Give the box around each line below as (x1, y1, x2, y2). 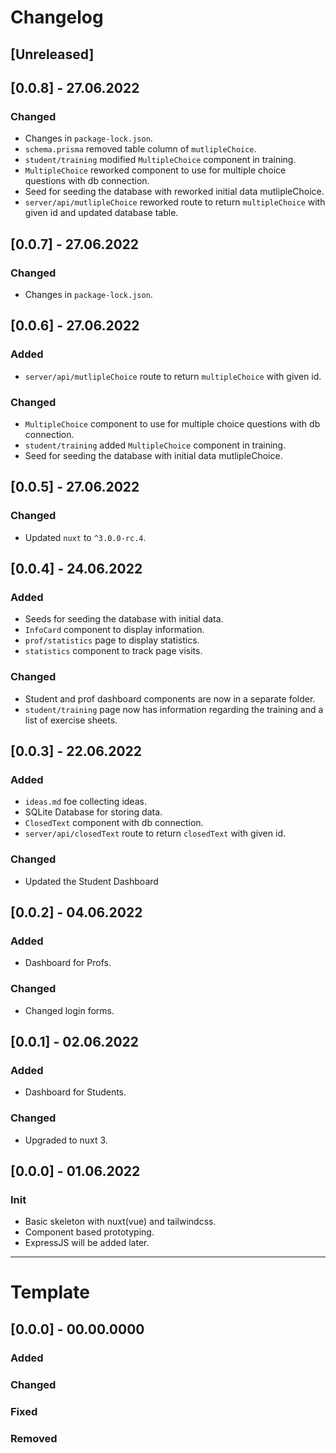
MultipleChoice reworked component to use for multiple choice (24, 164, 287, 176)
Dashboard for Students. (24, 1086, 127, 1098)
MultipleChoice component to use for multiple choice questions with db (24, 417, 321, 430)
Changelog (10, 6, 104, 29)
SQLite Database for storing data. (24, 806, 163, 818)
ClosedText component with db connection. (24, 817, 204, 829)
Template (10, 1281, 90, 1304)
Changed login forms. (24, 1004, 115, 1016)
